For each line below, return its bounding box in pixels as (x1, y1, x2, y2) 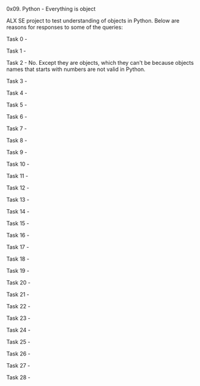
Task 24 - (6, 327, 31, 333)
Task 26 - (6, 350, 31, 357)
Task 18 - (6, 255, 29, 262)
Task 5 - (6, 101, 28, 108)
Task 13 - (6, 196, 29, 203)
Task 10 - (6, 160, 29, 168)
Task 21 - (6, 291, 29, 298)
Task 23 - (6, 314, 31, 322)
